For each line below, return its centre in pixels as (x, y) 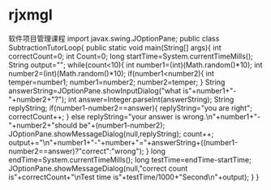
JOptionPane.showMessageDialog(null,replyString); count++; (111, 134)
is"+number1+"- (210, 90)
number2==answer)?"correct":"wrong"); (76, 151)
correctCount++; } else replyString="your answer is (95, 116)
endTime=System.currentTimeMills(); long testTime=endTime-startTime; (130, 159)
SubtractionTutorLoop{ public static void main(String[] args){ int (115, 47)
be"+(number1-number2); (122, 125)
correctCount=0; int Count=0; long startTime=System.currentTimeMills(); (131, 56)
